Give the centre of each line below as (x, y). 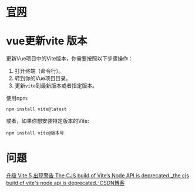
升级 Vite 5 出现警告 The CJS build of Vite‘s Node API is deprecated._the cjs (97, 176)
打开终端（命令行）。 (39, 71)
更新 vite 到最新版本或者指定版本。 (56, 86)
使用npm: (18, 98)
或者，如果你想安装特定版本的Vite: (48, 121)
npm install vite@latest (36, 109)
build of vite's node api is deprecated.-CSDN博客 (65, 183)
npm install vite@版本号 (35, 133)
